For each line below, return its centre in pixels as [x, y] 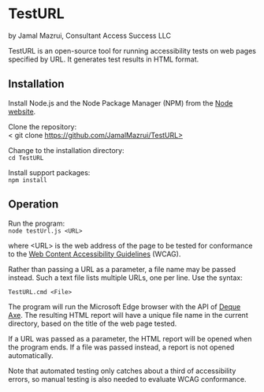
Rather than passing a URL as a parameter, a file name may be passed [122, 269]
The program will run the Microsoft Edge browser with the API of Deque [125, 306]
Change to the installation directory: [66, 150]
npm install [28, 180]
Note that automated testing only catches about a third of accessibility [122, 371]
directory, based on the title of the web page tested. [93, 323]
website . [22, 111]
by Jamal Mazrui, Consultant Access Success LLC [90, 35]
